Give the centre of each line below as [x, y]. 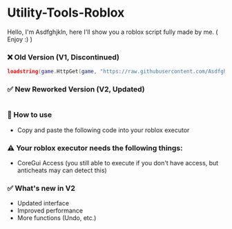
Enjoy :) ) [20, 39]
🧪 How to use [30, 115]
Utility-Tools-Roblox [66, 13]
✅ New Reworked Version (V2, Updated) [76, 89]
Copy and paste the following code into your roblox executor [103, 130]
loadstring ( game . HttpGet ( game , [52, 72]
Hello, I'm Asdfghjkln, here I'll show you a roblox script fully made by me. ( [113, 32]
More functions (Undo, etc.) [57, 218]
